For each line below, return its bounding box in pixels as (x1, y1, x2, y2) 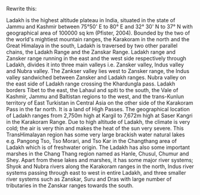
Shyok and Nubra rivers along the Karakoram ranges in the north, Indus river (6, 163, 194, 170)
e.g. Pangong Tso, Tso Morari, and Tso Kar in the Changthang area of (6, 138, 177, 144)
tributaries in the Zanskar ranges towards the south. (6, 182, 134, 189)
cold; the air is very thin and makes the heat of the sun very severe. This (6, 125, 184, 132)
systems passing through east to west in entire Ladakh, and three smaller (6, 169, 186, 176)
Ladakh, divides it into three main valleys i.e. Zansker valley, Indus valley (6, 61, 184, 68)
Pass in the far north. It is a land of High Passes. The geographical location (6, 106, 190, 112)
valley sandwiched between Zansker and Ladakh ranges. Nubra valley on (6, 74, 186, 81)
